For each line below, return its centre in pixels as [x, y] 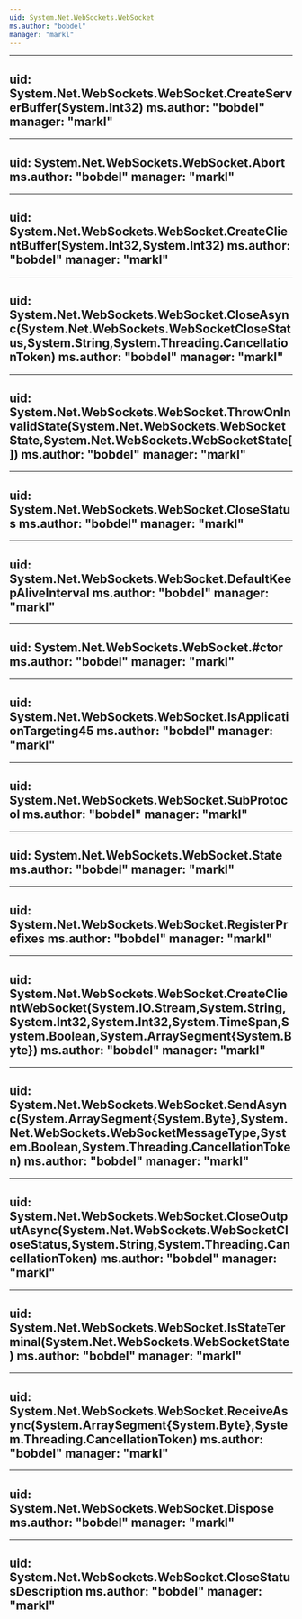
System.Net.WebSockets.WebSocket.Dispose [142, 1509]
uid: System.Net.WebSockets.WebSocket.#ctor [146, 648]
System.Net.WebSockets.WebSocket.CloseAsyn [149, 315]
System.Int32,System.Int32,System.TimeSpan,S [149, 1022]
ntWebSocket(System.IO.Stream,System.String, [148, 1008]
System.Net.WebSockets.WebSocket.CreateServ [151, 93]
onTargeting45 [52, 731]
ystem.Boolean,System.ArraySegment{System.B [151, 1036]
